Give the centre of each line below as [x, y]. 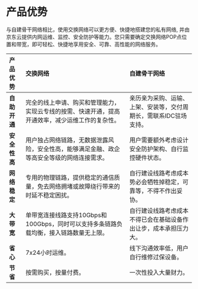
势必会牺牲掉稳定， [156, 182]
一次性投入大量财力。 [159, 273]
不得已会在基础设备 [156, 220]
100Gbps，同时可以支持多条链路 [71, 224]
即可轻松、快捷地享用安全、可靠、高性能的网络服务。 [96, 44]
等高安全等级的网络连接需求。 [67, 158]
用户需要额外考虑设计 [159, 140]
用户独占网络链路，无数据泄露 [67, 140]
